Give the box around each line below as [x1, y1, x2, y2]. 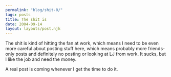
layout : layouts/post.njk [5, 26, 60, 31]
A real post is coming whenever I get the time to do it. [5, 66, 118, 72]
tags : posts [5, 12, 31, 17]
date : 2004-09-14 [5, 21, 42, 27]
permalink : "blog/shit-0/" [5, 7, 63, 13]
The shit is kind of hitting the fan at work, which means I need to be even [5, 40, 159, 46]
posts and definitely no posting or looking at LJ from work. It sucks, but [15, 51, 166, 57]
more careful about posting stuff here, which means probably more [5, 46, 147, 52]
